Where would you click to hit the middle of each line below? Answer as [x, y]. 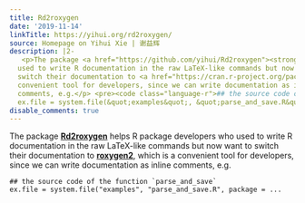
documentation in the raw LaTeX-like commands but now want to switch [144, 146]
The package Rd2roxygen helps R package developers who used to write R [151, 136]
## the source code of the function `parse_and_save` [113, 182]
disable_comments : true [54, 111]
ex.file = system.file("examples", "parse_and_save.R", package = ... [146, 190]
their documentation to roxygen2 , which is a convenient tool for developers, [152, 156]
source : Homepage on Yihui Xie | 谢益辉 [85, 43]
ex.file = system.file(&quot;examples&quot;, [105, 102]
